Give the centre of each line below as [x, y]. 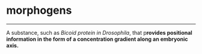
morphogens [39, 10]
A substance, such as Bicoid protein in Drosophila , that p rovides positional [99, 32]
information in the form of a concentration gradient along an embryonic [97, 39]
